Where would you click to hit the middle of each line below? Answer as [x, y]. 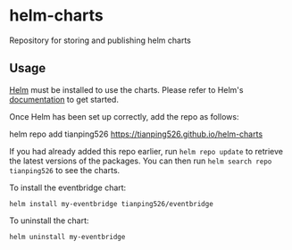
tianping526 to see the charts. [65, 170]
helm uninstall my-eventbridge [67, 237]
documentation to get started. [64, 99]
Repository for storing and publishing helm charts [100, 40]
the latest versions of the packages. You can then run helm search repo [141, 161]
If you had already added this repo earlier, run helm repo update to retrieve [146, 151]
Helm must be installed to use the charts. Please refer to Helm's [126, 89]
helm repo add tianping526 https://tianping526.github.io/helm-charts [136, 134]
